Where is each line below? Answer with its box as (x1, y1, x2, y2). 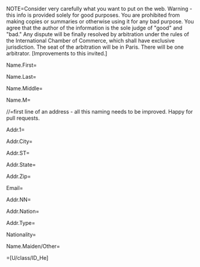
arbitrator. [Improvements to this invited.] (6, 50, 108, 57)
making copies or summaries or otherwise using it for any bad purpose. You (6, 18, 194, 25)
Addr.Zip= (6, 173, 31, 180)
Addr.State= (6, 161, 36, 168)
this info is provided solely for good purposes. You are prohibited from (6, 11, 180, 19)
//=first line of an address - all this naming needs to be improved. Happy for (6, 108, 193, 115)
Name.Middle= (6, 85, 43, 92)
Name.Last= (6, 73, 37, 80)
